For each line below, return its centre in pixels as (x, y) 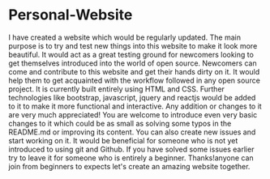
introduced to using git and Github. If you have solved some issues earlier (131, 149)
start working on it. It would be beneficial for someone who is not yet (123, 140)
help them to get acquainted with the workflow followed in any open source (135, 80)
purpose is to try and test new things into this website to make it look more (133, 45)
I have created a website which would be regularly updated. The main (125, 37)
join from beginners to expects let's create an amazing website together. (129, 166)
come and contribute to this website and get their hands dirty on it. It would (134, 71)
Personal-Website (71, 15)
